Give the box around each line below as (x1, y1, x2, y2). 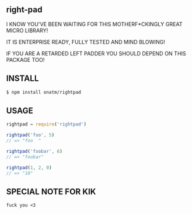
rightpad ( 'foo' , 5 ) (6, 132, 55, 139)
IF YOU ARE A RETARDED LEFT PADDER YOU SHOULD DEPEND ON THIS (6, 50, 187, 57)
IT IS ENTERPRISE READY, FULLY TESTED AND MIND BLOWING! (6, 38, 166, 45)
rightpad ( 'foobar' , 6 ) (6, 148, 63, 154)
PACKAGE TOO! (6, 56, 45, 63)
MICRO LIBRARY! (6, 27, 48, 34)
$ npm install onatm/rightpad (6, 89, 82, 95)
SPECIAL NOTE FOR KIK (6, 187, 97, 197)
